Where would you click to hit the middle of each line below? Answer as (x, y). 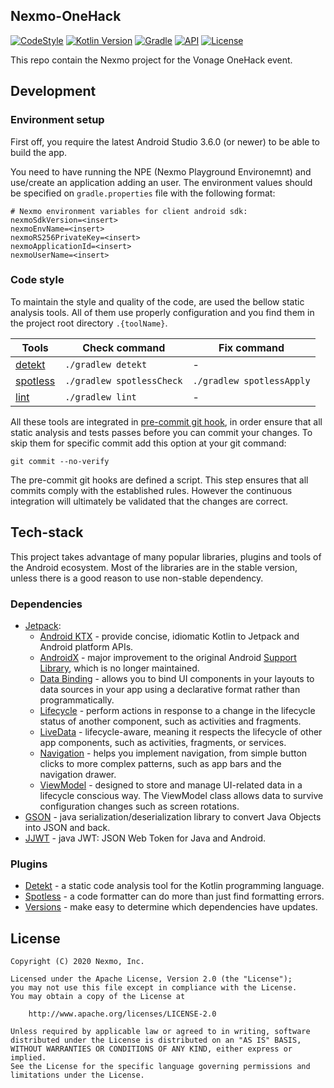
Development (53, 91)
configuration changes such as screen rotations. (139, 806)
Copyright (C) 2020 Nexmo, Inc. (77, 962)
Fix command (251, 347)
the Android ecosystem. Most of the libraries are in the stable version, (154, 567)
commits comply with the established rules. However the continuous (151, 490)
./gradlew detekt (106, 364)
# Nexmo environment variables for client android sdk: (129, 211)
